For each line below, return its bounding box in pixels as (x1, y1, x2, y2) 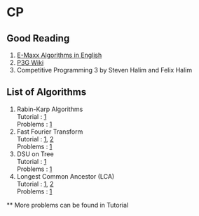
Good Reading (6, 32, 70, 44)
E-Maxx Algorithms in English (16, 51, 102, 59)
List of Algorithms (6, 86, 87, 99)
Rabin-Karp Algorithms (16, 105, 83, 113)
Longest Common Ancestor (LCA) (16, 172, 115, 180)
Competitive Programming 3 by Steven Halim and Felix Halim (16, 66, 193, 74)
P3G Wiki (16, 58, 44, 67)
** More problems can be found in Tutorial (6, 201, 129, 209)
